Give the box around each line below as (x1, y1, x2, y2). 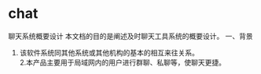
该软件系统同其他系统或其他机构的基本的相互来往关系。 (19, 48, 199, 57)
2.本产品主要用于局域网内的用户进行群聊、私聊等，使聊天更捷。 (19, 58, 226, 67)
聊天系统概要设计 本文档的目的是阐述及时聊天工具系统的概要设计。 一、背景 (8, 31, 253, 41)
